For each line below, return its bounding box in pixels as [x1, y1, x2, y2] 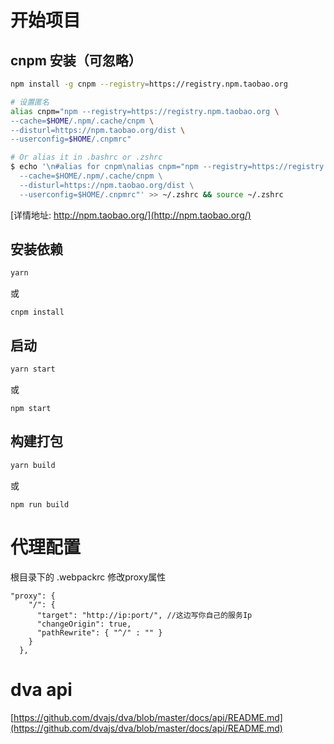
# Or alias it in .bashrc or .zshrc [10, 152, 163, 163]
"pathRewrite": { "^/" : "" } [36, 627, 163, 638]
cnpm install [10, 307, 65, 318]
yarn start [10, 364, 56, 375]
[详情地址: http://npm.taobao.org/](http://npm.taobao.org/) [10, 209, 252, 221]
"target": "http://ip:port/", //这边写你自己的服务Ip [36, 610, 253, 620]
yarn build [10, 460, 56, 470]
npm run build [10, 499, 70, 510]
